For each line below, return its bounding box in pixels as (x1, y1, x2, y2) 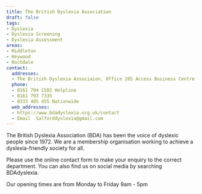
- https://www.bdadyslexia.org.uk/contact (11, 110, 120, 116)
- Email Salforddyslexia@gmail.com (11, 115, 103, 121)
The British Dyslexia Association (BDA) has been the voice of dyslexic (6, 132, 179, 139)
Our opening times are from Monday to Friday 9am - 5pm (6, 181, 148, 188)
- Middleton (6, 48, 36, 54)
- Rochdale (6, 59, 34, 65)
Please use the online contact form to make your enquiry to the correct (6, 156, 182, 163)
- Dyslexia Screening (6, 31, 61, 37)
